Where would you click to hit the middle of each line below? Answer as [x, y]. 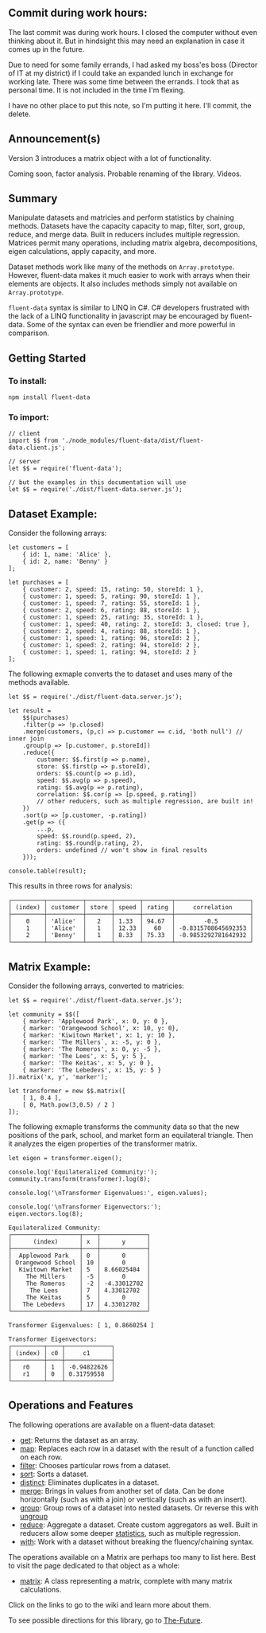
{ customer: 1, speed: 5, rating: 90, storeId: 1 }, [112, 596]
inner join [26, 739]
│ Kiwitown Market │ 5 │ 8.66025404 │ [79, 1270]
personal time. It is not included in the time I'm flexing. [96, 90]
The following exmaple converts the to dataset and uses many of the [120, 674]
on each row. [41, 1457]
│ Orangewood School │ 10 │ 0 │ [79, 1263]
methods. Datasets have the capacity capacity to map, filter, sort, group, [127, 226]
